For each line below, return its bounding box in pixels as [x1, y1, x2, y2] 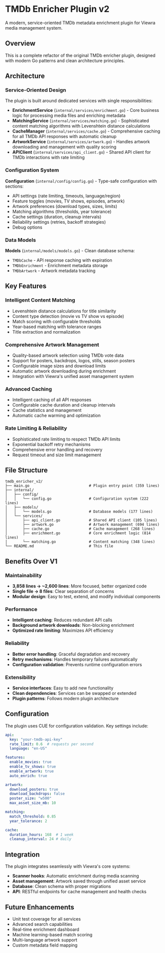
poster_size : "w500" [9, 796, 52, 801]
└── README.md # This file [5, 544, 113, 549]
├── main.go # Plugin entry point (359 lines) [5, 483, 160, 488]
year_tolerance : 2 [9, 818, 48, 823]
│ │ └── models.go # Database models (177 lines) [5, 509, 153, 514]
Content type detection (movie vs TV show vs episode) [12, 313, 125, 319]
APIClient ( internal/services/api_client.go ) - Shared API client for [12, 149, 151, 155]
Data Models [5, 237, 36, 243]
